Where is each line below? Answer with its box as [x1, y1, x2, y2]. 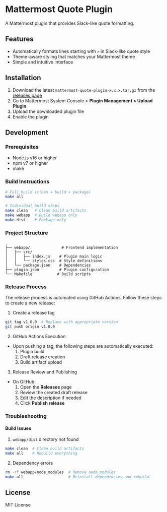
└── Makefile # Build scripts [5, 272, 92, 277]
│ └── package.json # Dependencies [5, 263, 92, 268]
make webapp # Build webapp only [5, 213, 78, 218]
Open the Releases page [20, 384, 72, 390]
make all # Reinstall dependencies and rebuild [5, 474, 150, 479]
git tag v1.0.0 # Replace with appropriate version [5, 319, 118, 325]
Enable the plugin [12, 113, 49, 119]
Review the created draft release [20, 390, 88, 396]
